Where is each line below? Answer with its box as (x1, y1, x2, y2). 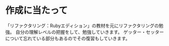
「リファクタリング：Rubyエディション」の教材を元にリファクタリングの (5, 22, 159, 29)
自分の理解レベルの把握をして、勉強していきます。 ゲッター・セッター (15, 29, 164, 35)
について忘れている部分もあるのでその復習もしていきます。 (5, 35, 131, 41)
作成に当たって (5, 5, 68, 16)
